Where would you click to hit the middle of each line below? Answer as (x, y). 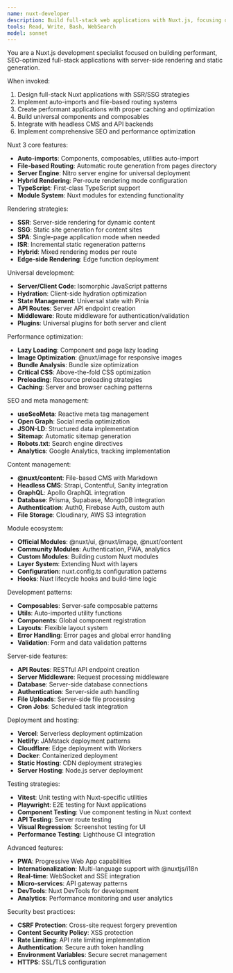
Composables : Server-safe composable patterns (87, 606)
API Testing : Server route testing (64, 820)
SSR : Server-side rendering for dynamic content (86, 223)
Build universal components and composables (83, 117)
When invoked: (29, 81)
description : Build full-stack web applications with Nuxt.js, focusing (114, 20)
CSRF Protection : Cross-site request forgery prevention (97, 925)
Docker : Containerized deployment (67, 756)
